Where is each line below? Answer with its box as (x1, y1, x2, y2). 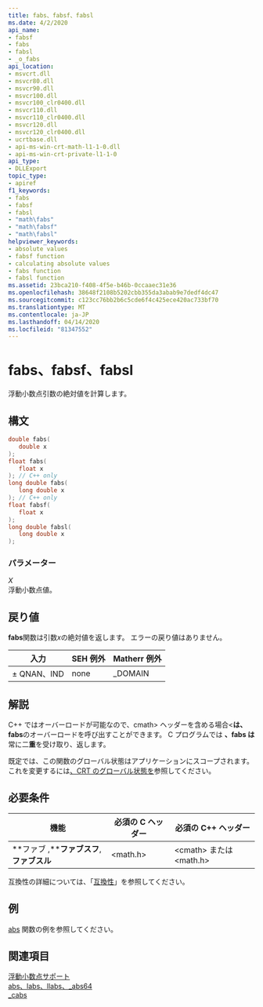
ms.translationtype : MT (8, 303, 86, 311)
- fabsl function (8, 274, 65, 283)
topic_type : (8, 172, 47, 181)
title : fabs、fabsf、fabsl (8, 11, 94, 20)
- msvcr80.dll (8, 77, 55, 85)
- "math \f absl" (8, 231, 58, 239)
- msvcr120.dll (8, 121, 58, 129)
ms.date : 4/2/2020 (8, 19, 68, 27)
